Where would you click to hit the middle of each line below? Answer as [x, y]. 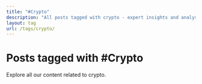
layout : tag [21, 23]
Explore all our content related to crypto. [56, 75]
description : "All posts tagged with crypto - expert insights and [93, 17]
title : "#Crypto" [28, 12]
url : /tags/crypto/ [31, 28]
